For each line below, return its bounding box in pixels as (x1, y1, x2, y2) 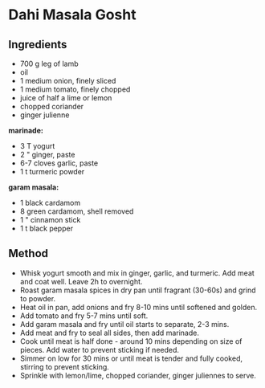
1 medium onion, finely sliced (19, 76, 116, 85)
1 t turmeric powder (19, 167, 85, 176)
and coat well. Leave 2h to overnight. (19, 276, 143, 286)
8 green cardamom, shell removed (19, 206, 134, 216)
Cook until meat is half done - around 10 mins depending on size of (19, 336, 243, 346)
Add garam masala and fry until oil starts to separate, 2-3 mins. (19, 319, 230, 329)
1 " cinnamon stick (19, 215, 81, 224)
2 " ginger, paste (19, 150, 75, 159)
